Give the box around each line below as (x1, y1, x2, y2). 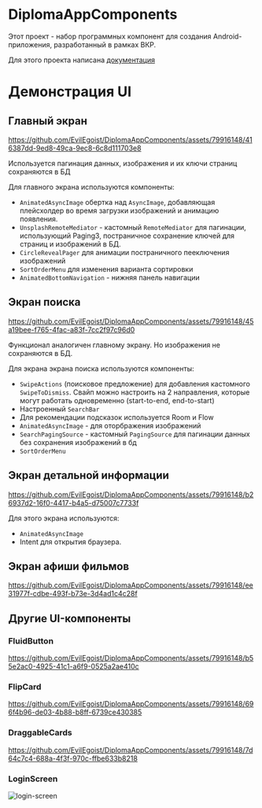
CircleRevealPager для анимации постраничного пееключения (19, 247, 230, 257)
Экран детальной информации (8, 469, 169, 482)
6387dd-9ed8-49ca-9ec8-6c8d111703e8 (8, 143, 142, 153)
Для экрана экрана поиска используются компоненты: (8, 364, 194, 373)
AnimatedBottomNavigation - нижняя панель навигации (19, 272, 200, 282)
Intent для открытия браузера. (19, 537, 122, 547)
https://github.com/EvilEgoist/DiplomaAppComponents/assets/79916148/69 (8, 699, 254, 709)
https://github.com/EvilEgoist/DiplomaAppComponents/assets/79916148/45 (8, 317, 254, 326)
